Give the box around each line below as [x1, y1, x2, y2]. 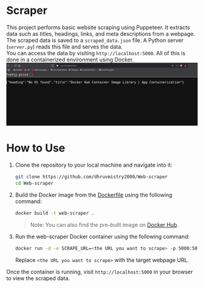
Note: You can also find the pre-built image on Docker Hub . [30, 221, 179, 228]
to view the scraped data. [6, 274, 70, 282]
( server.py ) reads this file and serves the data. [6, 43, 123, 50]
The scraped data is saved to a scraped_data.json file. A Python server [6, 36, 184, 44]
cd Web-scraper [15, 180, 54, 187]
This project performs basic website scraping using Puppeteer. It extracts [6, 24, 190, 31]
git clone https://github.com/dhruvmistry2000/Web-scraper [15, 174, 168, 180]
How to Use [6, 141, 66, 155]
